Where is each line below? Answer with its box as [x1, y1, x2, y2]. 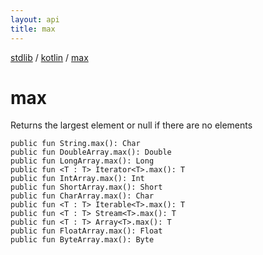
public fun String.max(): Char [10, 139, 141, 149]
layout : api [10, 14, 60, 25]
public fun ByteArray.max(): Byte [10, 235, 155, 245]
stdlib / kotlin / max [10, 51, 89, 63]
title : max [10, 24, 56, 34]
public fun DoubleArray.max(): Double [10, 147, 172, 158]
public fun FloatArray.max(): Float [10, 226, 163, 236]
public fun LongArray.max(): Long [10, 156, 155, 166]
